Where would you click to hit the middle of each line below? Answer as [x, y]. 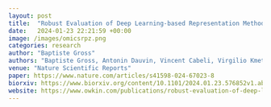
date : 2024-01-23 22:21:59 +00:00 [70, 31]
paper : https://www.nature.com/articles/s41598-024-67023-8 [112, 76]
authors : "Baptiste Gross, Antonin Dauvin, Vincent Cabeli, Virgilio [128, 61]
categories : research [45, 46]
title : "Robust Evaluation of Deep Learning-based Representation [124, 23]
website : [23, 91]
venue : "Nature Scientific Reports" [70, 68]
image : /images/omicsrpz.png [57, 38]
